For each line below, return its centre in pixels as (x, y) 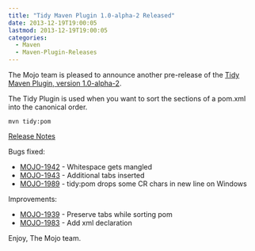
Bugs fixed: (27, 152)
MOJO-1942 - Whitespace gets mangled (86, 167)
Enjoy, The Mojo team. (45, 238)
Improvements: (33, 199)
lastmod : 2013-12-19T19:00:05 (58, 30)
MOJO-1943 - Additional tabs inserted (82, 175)
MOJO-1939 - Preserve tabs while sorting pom (96, 214)
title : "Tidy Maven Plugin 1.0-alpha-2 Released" (92, 15)
